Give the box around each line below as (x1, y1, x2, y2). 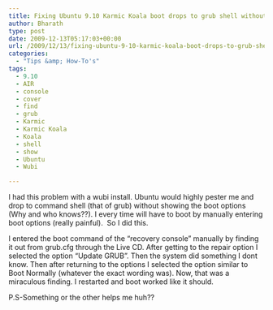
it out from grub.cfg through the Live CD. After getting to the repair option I (8, 243, 258, 252)
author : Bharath (8, 19, 63, 28)
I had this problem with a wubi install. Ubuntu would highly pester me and (8, 192, 254, 202)
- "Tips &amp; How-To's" (15, 58, 100, 66)
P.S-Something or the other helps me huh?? (8, 293, 155, 303)
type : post (8, 27, 45, 35)
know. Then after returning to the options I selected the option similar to (8, 260, 249, 269)
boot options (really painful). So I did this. (8, 218, 149, 228)
